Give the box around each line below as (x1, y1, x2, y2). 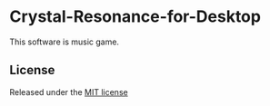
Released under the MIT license (9, 86, 129, 97)
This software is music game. (9, 36, 120, 47)
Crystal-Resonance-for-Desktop (9, 6, 262, 27)
